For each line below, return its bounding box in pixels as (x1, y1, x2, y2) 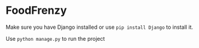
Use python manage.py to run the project (5, 35, 105, 42)
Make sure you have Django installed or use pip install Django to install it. (5, 23, 194, 31)
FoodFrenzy (5, 4, 67, 17)
